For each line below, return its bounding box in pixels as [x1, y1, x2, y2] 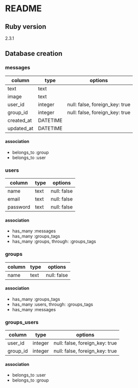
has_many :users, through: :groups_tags [12, 301, 93, 307]
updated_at [7, 125, 33, 132]
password [7, 204, 30, 210]
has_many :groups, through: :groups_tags [12, 238, 96, 245]
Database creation [5, 49, 63, 58]
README [5, 3, 42, 14]
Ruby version [5, 23, 46, 31]
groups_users [5, 319, 39, 325]
